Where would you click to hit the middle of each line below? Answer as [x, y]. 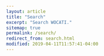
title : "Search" [26, 17]
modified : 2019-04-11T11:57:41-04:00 [52, 44]
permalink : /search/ [31, 33]
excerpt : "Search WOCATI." [39, 22]
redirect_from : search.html [41, 38]
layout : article [26, 11]
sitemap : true [24, 28]
